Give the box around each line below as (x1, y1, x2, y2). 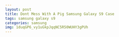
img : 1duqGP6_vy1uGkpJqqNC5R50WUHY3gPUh (5, 25, 89, 30)
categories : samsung (5, 20, 47, 25)
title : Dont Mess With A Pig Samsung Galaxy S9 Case (5, 12, 115, 16)
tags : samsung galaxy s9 (5, 16, 56, 21)
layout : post (5, 7, 32, 12)
